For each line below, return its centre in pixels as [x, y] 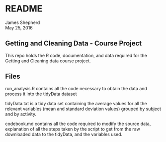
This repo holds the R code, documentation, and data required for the [76, 55]
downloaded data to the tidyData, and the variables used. [64, 134]
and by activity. [21, 114]
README [24, 9]
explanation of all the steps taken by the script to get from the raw [73, 129]
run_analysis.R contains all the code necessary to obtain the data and [76, 88]
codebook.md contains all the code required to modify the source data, [78, 124]
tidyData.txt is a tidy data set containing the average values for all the [76, 103]
